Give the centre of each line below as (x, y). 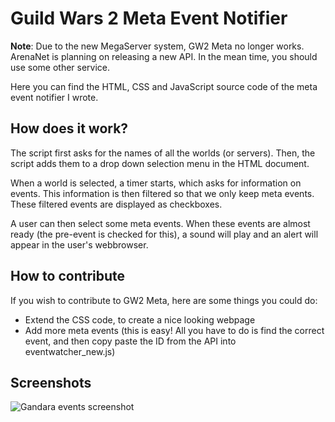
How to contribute (68, 276)
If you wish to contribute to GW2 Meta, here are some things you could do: (164, 300)
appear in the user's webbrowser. (79, 244)
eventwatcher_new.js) (70, 351)
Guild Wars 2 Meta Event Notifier (149, 18)
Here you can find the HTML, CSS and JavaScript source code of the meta (164, 86)
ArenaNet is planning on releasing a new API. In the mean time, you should (164, 56)
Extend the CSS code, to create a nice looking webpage (140, 319)
